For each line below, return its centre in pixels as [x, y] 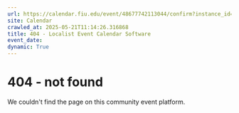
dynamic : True [28, 47]
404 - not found [55, 82]
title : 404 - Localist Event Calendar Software [79, 34]
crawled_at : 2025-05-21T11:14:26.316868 [68, 27]
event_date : [25, 41]
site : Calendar [30, 21]
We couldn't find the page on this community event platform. [96, 102]
